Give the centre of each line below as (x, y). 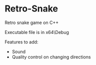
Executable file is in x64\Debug (37, 32)
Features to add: (21, 42)
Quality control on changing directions (51, 57)
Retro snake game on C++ (32, 22)
